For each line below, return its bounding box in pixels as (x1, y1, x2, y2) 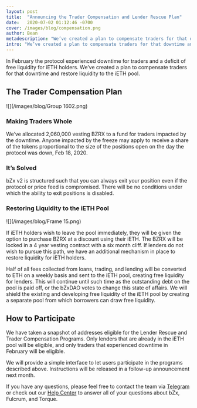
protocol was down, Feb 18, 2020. (6, 149, 88, 156)
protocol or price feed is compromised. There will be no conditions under (6, 183, 183, 191)
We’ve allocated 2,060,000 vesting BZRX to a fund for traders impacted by (6, 130, 186, 137)
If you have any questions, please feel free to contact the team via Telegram (6, 383, 190, 390)
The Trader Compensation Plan (6, 87, 123, 97)
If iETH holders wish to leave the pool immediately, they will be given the (6, 229, 181, 236)
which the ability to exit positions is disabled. (6, 190, 114, 197)
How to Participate (6, 313, 75, 323)
